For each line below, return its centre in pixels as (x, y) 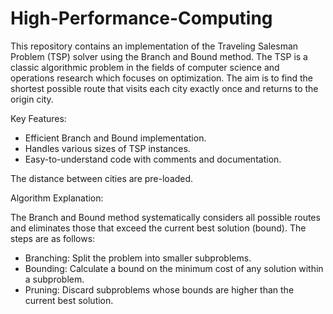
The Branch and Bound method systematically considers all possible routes (165, 217)
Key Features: (38, 118)
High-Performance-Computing (141, 18)
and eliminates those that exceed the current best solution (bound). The (158, 228)
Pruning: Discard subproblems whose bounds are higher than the (159, 289)
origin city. (32, 99)
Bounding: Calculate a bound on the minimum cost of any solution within (174, 268)
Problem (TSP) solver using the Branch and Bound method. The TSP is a (159, 56)
